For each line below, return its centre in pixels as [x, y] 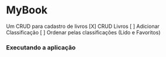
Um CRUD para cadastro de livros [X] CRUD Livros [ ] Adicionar [83, 26]
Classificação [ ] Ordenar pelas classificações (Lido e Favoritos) [83, 32]
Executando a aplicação [41, 47]
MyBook [27, 10]
